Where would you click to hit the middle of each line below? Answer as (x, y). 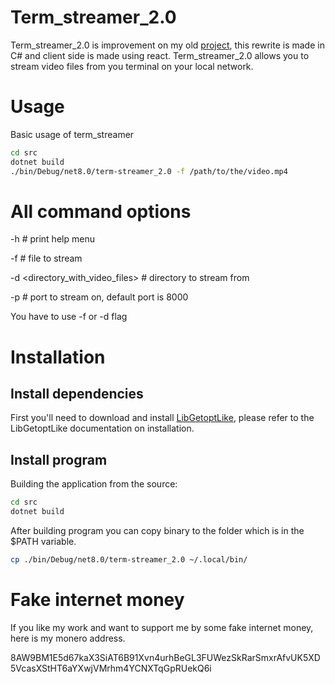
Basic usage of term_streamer (72, 134)
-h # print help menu (52, 239)
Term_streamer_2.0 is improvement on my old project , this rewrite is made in (167, 45)
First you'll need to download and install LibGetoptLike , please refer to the (162, 418)
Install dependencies (77, 394)
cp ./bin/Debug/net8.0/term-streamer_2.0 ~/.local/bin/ (129, 560)
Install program (59, 459)
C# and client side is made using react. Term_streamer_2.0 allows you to (160, 55)
